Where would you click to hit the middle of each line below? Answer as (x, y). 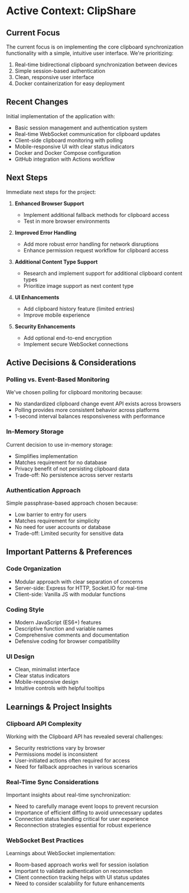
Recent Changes (38, 102)
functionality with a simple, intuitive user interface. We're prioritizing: (90, 53)
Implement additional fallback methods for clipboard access (96, 215)
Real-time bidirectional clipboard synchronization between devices (96, 64)
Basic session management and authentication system (81, 128)
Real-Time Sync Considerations (53, 782)
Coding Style (25, 609)
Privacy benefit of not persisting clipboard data (72, 469)
